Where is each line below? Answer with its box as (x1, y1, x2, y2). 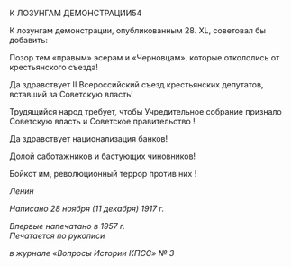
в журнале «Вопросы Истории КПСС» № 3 (9, 248, 175, 258)
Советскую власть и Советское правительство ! (9, 116, 196, 126)
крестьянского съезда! (9, 62, 99, 72)
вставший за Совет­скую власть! (9, 89, 133, 99)
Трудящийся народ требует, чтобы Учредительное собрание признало (9, 106, 282, 116)
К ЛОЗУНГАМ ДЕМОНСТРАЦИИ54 (9, 8, 142, 18)
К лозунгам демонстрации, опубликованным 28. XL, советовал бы (9, 25, 267, 35)
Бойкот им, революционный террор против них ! (9, 169, 197, 179)
